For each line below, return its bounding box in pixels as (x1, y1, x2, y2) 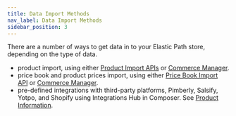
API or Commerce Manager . (17, 79, 99, 87)
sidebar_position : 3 (7, 23, 68, 30)
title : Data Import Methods (7, 10, 90, 18)
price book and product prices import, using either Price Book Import (17, 71, 218, 79)
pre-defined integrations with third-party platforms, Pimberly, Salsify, (17, 86, 218, 95)
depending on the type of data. (7, 50, 97, 58)
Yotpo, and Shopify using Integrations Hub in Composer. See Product (17, 94, 219, 102)
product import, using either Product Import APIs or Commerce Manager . (17, 64, 230, 72)
